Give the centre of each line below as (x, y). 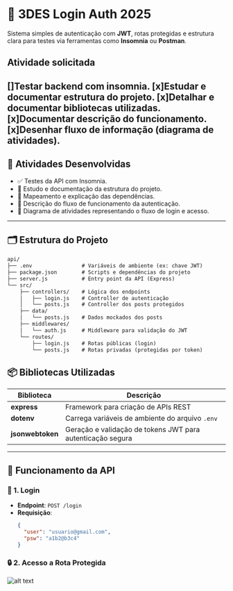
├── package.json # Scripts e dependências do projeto (99, 273)
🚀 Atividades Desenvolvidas (69, 164)
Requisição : (35, 513)
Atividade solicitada (51, 63)
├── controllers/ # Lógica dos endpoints (85, 292)
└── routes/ (37, 337)
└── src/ (20, 285)
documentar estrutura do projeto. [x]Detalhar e (111, 97)
